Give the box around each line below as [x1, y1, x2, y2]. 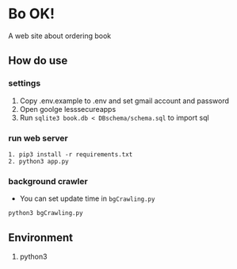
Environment [8, 231, 74, 244]
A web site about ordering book [8, 31, 112, 40]
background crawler [8, 175, 89, 186]
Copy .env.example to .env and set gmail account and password [19, 96, 230, 106]
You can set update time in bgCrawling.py [19, 194, 155, 203]
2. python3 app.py [8, 157, 69, 165]
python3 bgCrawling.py [8, 209, 83, 217]
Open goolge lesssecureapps [19, 104, 117, 113]
